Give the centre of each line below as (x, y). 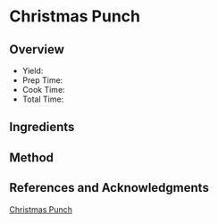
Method (32, 157)
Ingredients (42, 127)
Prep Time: (42, 80)
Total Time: (43, 99)
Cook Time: (43, 90)
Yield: (33, 70)
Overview (37, 50)
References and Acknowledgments (109, 188)
